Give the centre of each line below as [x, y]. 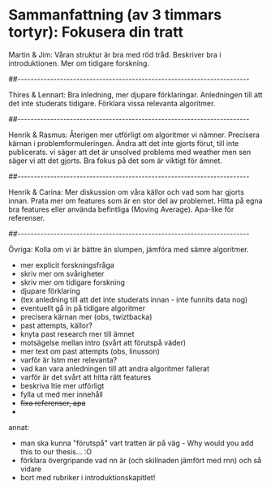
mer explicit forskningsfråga [67, 264]
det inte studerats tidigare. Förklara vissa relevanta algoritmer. [112, 103]
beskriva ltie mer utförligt [62, 385]
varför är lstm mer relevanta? [69, 359]
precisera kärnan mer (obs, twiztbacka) [86, 316]
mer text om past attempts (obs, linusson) [90, 351]
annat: [19, 427]
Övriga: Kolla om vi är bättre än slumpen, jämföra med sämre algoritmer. [129, 249]
